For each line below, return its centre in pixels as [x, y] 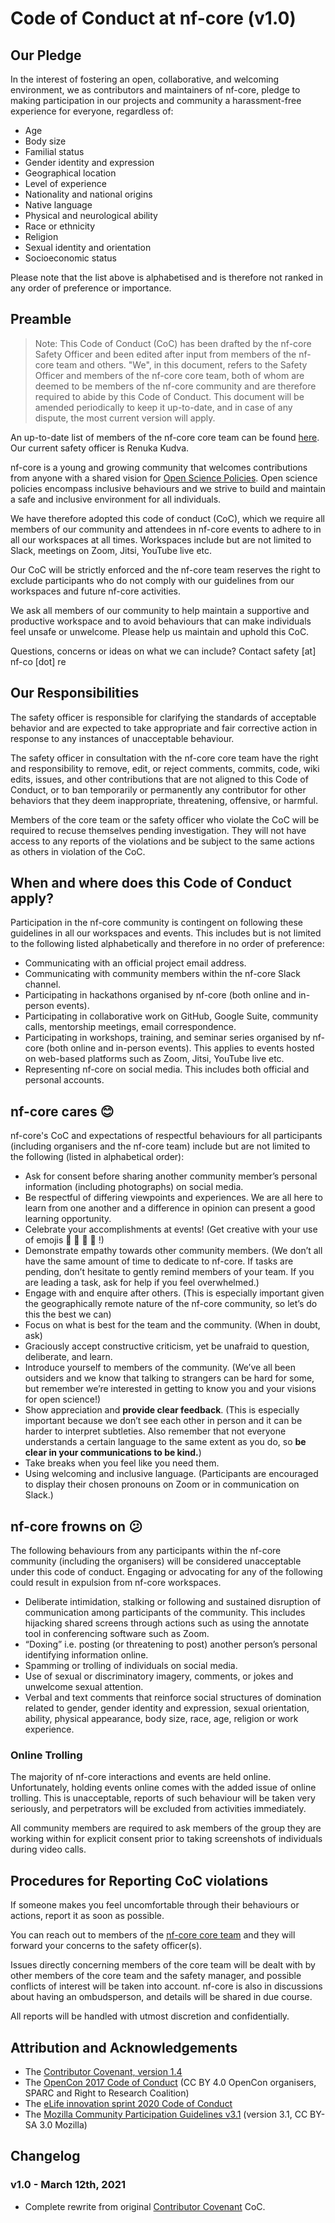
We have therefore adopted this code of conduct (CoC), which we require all [167, 518]
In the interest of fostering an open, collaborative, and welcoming [145, 79]
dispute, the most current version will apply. [125, 418]
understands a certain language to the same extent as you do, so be [165, 1442]
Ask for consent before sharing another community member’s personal [171, 1176]
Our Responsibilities [75, 693]
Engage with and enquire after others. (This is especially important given [174, 1293]
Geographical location [70, 173]
